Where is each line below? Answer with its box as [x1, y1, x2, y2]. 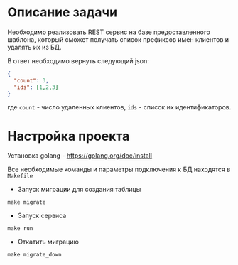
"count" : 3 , [13, 77, 50, 84]
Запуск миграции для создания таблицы [17, 185, 141, 194]
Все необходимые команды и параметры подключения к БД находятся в [7, 165, 231, 174]
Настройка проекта [7, 128, 130, 144]
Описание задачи [7, 4, 118, 21]
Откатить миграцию [17, 237, 80, 246]
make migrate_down [7, 252, 62, 259]
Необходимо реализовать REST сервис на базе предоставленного [7, 28, 211, 36]
